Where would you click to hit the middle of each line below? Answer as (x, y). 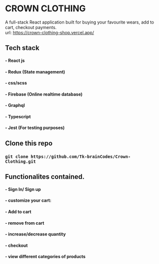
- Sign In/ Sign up (23, 189)
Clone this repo (29, 143)
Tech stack (22, 48)
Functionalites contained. (45, 177)
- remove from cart (25, 223)
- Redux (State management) (35, 72)
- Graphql (15, 106)
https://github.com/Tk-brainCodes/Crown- (81, 157)
